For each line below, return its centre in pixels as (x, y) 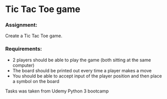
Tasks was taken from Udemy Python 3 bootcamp (57, 91)
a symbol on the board (36, 81)
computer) (23, 65)
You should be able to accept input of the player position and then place (87, 76)
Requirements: (24, 49)
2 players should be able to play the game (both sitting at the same (82, 60)
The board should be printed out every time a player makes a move (82, 70)
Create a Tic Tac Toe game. (34, 36)
